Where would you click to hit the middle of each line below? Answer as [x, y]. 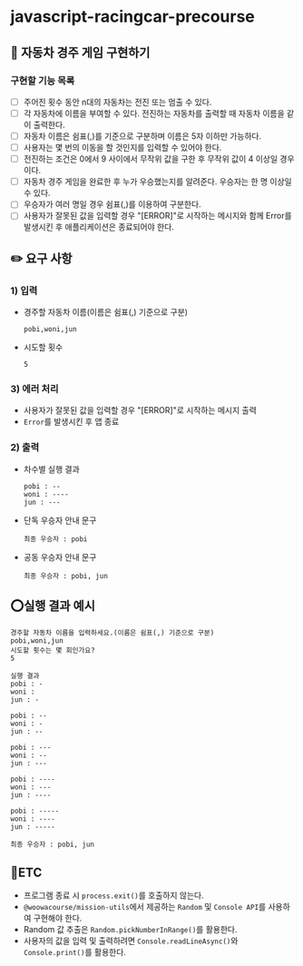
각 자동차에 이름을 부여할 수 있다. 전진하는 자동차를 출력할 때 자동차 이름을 [154, 113]
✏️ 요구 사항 [41, 258]
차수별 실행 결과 [51, 468]
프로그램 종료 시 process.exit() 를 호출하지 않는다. [113, 895]
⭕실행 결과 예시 [53, 606]
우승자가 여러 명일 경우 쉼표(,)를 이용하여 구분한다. [112, 204]
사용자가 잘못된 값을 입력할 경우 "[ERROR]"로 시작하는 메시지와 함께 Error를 [158, 216]
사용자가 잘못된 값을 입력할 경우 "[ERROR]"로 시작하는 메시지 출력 [140, 410]
